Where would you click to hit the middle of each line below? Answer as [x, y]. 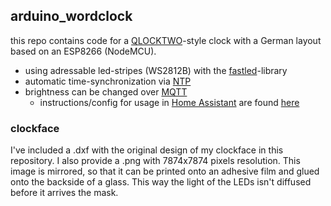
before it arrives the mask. [64, 193]
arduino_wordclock [71, 16]
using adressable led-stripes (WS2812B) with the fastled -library [156, 70]
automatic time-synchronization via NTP [108, 81]
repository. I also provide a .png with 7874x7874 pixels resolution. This [155, 161]
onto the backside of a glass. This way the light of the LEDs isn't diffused [161, 182]
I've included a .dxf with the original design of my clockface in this [147, 150]
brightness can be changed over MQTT [106, 91]
